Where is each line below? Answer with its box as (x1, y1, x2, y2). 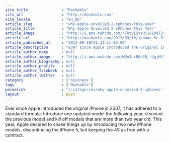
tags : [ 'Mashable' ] (5, 82, 94, 87)
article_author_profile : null (5, 63, 75, 68)
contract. (5, 132, 24, 138)
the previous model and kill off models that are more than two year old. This (5, 116, 162, 122)
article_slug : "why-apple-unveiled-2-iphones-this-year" (5, 21, 156, 27)
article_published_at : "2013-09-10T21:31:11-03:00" (5, 40, 127, 45)
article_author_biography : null (5, 59, 75, 64)
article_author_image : (5, 54, 64, 59)
